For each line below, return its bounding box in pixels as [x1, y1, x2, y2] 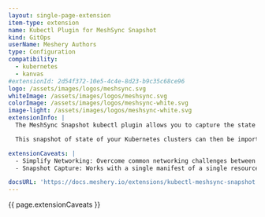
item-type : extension [8, 19, 80, 27]
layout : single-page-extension [8, 11, 111, 20]
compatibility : [8, 56, 58, 64]
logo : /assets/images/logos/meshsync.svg [8, 84, 147, 93]
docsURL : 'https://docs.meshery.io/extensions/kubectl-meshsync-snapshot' [8, 178, 259, 186]
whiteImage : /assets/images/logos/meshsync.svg [8, 92, 168, 100]
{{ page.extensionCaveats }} [8, 200, 101, 209]
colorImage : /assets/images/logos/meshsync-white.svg [8, 99, 189, 107]
